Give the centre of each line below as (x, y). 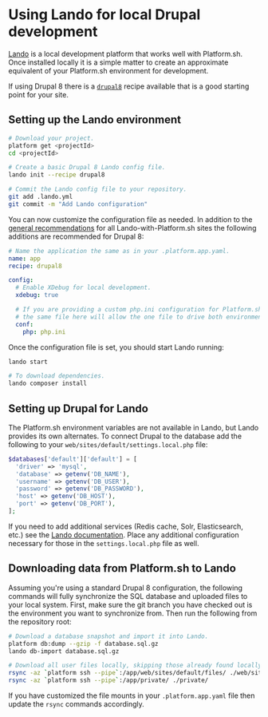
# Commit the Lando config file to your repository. (98, 189)
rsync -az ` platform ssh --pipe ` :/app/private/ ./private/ (108, 680)
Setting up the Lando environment (95, 120)
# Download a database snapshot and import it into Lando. (108, 636)
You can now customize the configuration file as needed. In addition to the (130, 219)
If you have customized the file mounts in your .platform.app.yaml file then (132, 695)
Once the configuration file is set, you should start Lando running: (116, 347)
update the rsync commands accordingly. (77, 704)
